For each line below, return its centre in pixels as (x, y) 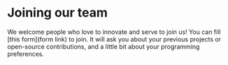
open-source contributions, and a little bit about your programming (104, 46)
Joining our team (58, 13)
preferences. (26, 54)
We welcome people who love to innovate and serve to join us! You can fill (114, 32)
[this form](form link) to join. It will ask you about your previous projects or (114, 39)
